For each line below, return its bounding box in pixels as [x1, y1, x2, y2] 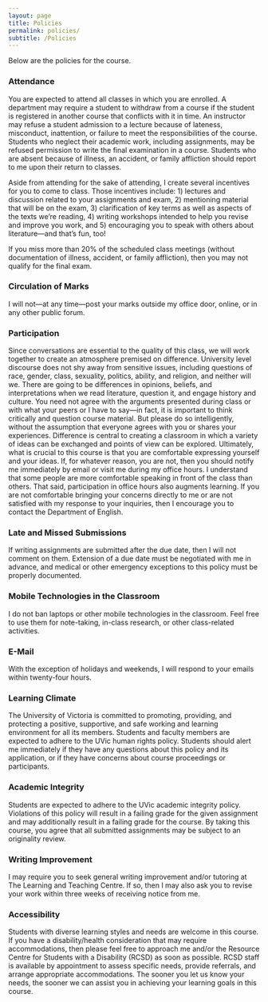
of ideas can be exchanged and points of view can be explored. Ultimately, [8, 439, 254, 449]
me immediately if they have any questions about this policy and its [8, 745, 229, 754]
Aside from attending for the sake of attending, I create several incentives [8, 178, 250, 187]
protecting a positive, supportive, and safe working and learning [8, 719, 219, 729]
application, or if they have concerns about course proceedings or [8, 753, 226, 763]
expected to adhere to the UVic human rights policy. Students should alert [8, 737, 251, 746]
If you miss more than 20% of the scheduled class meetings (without [8, 244, 235, 253]
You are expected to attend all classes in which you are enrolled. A [8, 94, 227, 104]
